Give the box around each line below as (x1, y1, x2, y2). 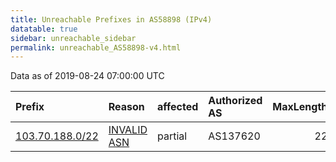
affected (157, 100, 199, 114)
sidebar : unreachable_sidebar (10, 33, 137, 43)
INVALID (108, 123, 148, 137)
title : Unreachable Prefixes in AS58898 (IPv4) (10, 14, 213, 25)
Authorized (208, 94, 263, 108)
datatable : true (10, 24, 78, 34)
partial (157, 129, 188, 143)
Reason (108, 100, 145, 114)
